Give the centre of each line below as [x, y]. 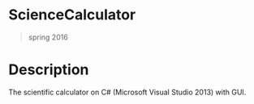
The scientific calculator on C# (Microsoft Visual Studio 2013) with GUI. [127, 92]
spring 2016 [48, 37]
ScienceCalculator [72, 15]
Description [49, 70]
